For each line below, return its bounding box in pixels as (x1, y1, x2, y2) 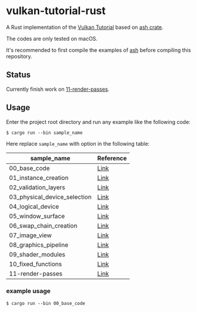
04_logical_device (9, 202, 59, 211)
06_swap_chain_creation (9, 221, 78, 229)
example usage (6, 287, 51, 295)
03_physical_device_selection (9, 193, 92, 201)
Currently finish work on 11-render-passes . (6, 86, 110, 93)
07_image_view (9, 231, 52, 239)
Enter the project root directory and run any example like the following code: (6, 118, 191, 125)
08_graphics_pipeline (9, 241, 69, 249)
